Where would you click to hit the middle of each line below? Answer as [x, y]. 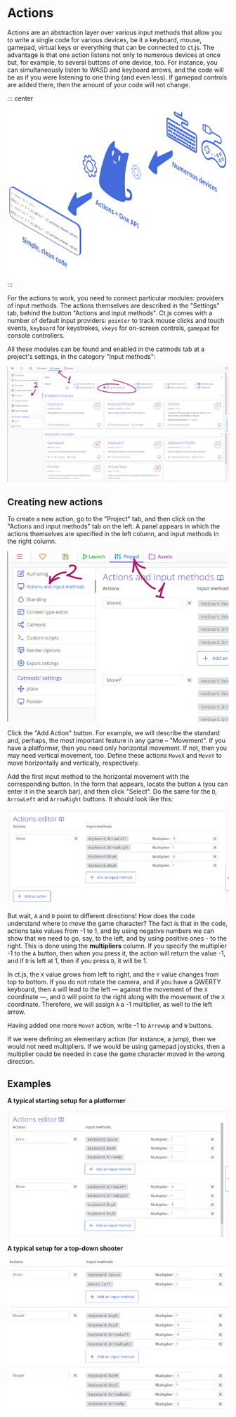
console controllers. [36, 336]
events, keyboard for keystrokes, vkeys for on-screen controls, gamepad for [113, 328]
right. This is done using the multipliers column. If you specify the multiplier [117, 946]
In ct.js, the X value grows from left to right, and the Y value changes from [113, 974]
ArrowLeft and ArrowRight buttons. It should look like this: [90, 799]
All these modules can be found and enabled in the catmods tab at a [106, 349]
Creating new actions [55, 502]
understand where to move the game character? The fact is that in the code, [118, 924]
